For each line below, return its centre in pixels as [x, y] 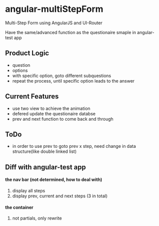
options [20, 70]
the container [19, 207]
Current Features [32, 97]
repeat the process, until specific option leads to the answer [73, 81]
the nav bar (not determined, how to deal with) [54, 180]
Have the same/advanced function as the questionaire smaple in [71, 32]
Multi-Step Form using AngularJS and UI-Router [54, 23]
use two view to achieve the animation [51, 108]
